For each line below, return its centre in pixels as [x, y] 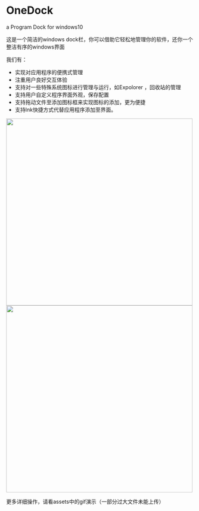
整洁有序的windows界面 [35, 47]
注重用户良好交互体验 [41, 80]
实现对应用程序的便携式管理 [49, 72]
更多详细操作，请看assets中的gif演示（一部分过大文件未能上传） [85, 501]
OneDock [30, 10]
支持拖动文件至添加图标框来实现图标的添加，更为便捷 [80, 102]
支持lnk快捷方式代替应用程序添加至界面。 [66, 109]
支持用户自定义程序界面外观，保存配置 [62, 95]
